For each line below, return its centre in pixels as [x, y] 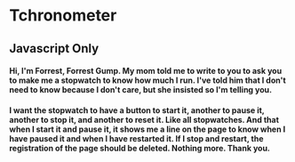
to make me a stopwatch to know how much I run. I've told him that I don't [147, 80]
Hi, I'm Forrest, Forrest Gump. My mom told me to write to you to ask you [146, 71]
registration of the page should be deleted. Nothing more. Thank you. [140, 148]
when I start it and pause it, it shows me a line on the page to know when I [147, 129]
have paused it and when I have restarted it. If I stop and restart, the [136, 138]
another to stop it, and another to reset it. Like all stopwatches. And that [144, 119]
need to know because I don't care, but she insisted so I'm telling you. [141, 90]
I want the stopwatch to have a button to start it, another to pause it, [137, 110]
